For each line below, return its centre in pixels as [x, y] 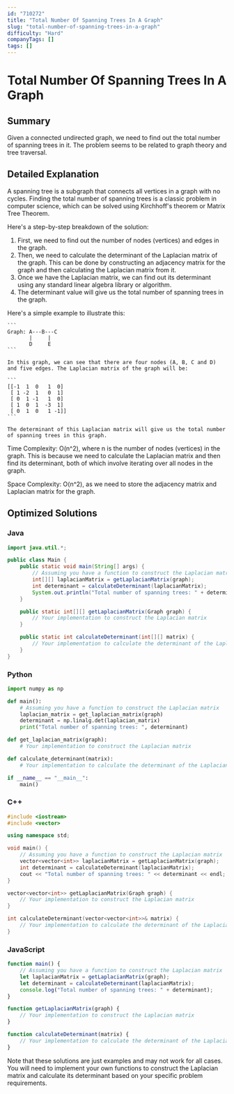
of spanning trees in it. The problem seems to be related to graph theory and [117, 145]
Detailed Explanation [53, 174]
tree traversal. [27, 153]
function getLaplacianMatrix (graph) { [63, 1009]
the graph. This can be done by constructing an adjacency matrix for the [121, 263]
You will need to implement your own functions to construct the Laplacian [113, 1068]
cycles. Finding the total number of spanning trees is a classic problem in [112, 198]
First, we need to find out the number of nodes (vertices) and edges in [118, 240]
